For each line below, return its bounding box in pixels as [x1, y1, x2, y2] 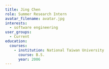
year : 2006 [18, 57, 41, 62]
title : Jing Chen [5, 7, 41, 12]
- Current [9, 34, 29, 39]
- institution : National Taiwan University [14, 48, 105, 52]
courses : [9, 43, 27, 48]
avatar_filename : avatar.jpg [5, 16, 65, 21]
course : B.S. [18, 52, 45, 57]
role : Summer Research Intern [5, 12, 67, 17]
